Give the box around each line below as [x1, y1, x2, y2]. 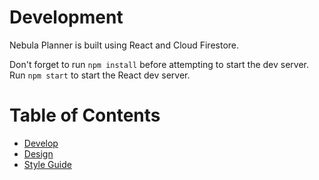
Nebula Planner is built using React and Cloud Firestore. [9, 39, 240, 51]
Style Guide [23, 158, 72, 170]
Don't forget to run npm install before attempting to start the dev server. [9, 58, 310, 70]
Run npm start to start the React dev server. [9, 69, 191, 81]
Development [9, 6, 124, 29]
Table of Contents [9, 104, 161, 127]
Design [23, 147, 54, 160]
